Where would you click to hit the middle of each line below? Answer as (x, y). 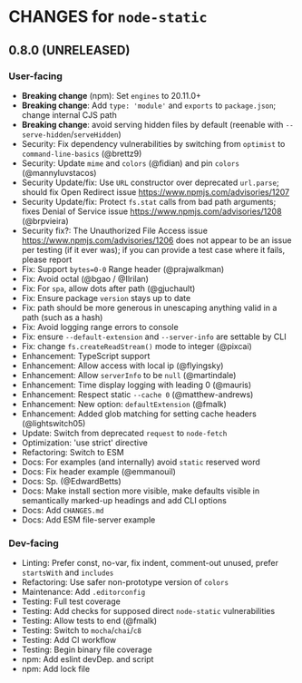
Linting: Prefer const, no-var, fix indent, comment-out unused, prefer (150, 563)
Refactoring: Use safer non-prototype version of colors (125, 582)
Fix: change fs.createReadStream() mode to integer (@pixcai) (137, 346)
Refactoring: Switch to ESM (73, 452)
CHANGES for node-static (108, 17)
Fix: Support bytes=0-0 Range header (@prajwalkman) (123, 268)
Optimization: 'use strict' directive (85, 443)
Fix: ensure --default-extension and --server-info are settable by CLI (154, 337)
